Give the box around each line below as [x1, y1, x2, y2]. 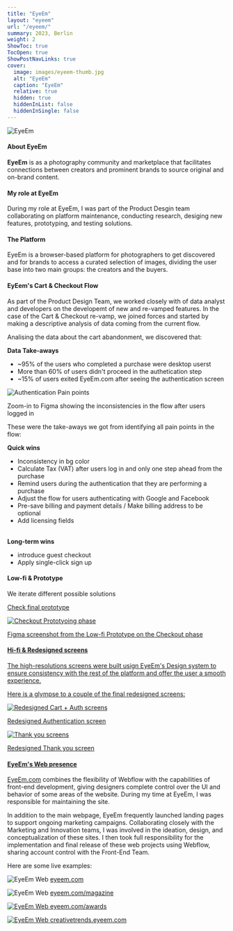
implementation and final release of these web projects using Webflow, [7, 841, 211, 849]
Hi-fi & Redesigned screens [7, 646, 88, 654]
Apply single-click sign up [17, 558, 93, 566]
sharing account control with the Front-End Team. [7, 848, 150, 856]
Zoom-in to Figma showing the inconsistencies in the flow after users [7, 402, 206, 410]
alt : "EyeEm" [13, 75, 51, 82]
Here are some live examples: [7, 862, 93, 870]
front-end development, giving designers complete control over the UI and [7, 782, 220, 792]
